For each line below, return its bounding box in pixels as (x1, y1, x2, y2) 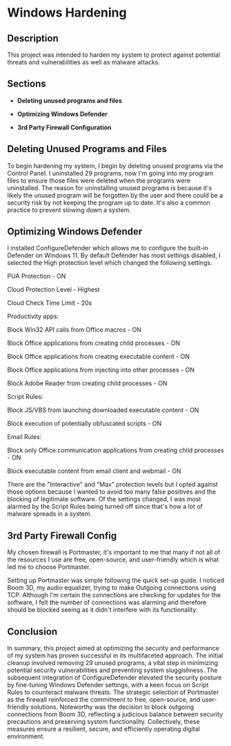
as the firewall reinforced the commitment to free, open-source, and (7, 696, 201, 704)
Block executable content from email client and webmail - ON (7, 467, 181, 475)
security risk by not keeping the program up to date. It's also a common (7, 198, 210, 207)
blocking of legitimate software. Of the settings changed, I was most (7, 495, 201, 503)
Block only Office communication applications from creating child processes (7, 446, 224, 454)
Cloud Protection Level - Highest (7, 286, 100, 294)
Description (7, 32, 59, 44)
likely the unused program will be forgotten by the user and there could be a (7, 191, 223, 199)
